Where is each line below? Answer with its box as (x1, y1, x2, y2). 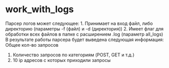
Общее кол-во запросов (5, 42, 59, 48)
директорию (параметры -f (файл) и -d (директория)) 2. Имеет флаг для (5, 25, 164, 31)
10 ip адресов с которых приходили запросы (12, 57, 111, 63)
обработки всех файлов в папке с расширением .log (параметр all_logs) (5, 31, 163, 37)
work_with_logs (5, 4, 74, 15)
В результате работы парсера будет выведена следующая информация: (5, 37, 164, 43)
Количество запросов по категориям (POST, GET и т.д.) (12, 52, 135, 58)
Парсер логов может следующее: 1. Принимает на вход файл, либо (5, 20, 153, 26)
